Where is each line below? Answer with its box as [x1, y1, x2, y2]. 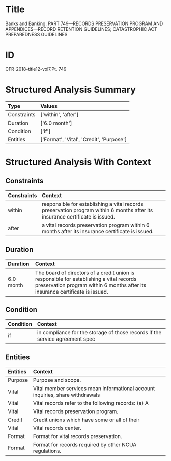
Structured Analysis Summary [5, 84, 136, 95]
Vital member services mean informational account [33, 385, 155, 392]
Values [40, 102, 58, 109]
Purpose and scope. [33, 377, 81, 384]
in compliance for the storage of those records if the [37, 329, 162, 336]
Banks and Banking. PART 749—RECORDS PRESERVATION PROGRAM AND [5, 20, 163, 27]
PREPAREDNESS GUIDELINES [5, 31, 68, 37]
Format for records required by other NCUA [33, 441, 137, 448]
